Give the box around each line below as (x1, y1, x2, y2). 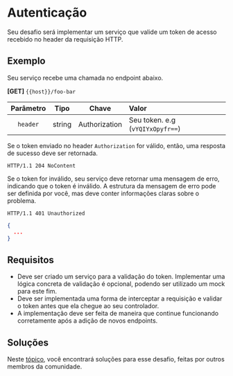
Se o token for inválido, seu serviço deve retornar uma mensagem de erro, (7, 174, 220, 183)
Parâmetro (10, 103, 46, 113)
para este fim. (17, 287, 58, 296)
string (52, 119, 71, 129)
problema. (7, 196, 37, 205)
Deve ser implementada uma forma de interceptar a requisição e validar (17, 294, 223, 303)
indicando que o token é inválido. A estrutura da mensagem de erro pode (7, 181, 216, 190)
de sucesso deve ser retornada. (7, 149, 98, 157)
